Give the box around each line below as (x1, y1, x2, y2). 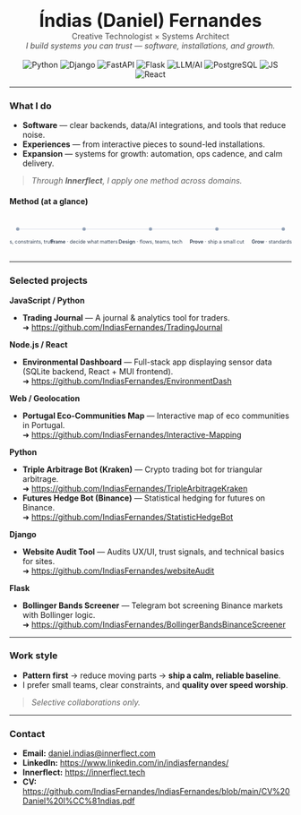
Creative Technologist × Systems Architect (71, 31, 230, 41)
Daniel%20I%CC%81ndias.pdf (21, 795, 136, 806)
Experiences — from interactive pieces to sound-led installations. (21, 139, 266, 150)
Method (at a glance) (9, 195, 89, 206)
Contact (9, 727, 46, 740)
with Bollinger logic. (21, 609, 96, 620)
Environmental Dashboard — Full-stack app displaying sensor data (21, 356, 272, 367)
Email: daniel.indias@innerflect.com (21, 748, 157, 759)
